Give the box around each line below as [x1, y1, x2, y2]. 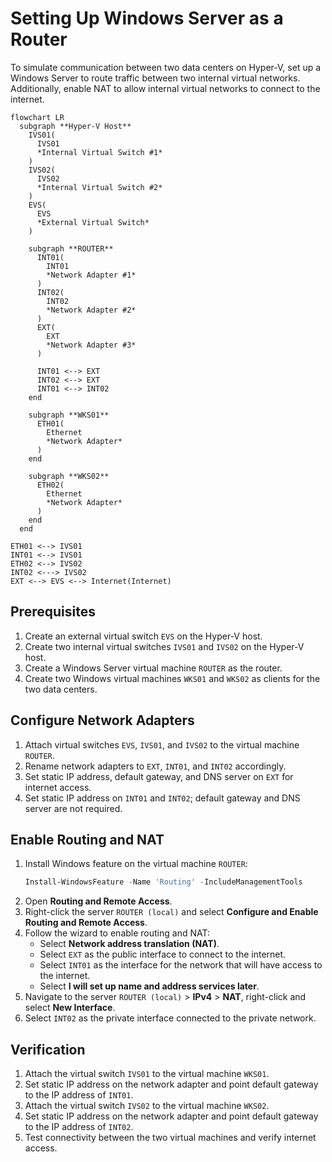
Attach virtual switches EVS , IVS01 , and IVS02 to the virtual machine [24, 738, 300, 751]
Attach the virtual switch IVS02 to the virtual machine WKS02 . [24, 1100, 270, 1112]
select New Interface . [24, 1002, 116, 1014]
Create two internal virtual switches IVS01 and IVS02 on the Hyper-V [24, 640, 305, 652]
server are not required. [24, 802, 123, 814]
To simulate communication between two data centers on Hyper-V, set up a [10, 61, 322, 73]
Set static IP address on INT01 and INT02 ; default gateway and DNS [24, 792, 301, 804]
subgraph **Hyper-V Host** [19, 121, 132, 131]
